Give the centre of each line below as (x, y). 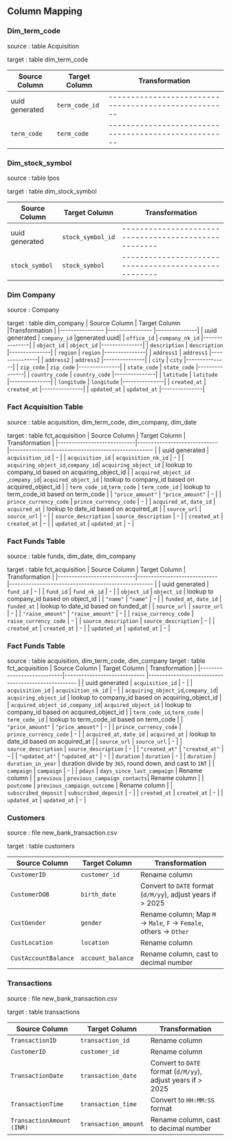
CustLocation (32, 943)
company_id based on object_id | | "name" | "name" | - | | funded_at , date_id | (114, 598)
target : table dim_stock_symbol (52, 191)
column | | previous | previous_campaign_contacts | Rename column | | (106, 778)
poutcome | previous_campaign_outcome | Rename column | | (90, 786)
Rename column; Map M (178, 915)
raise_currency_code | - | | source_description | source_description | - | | (111, 620)
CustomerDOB (30, 895)
